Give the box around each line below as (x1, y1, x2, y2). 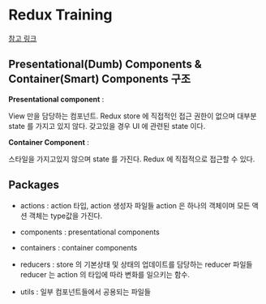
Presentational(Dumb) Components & (8, 58, 202, 71)
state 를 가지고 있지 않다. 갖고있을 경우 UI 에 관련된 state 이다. (8, 121, 206, 131)
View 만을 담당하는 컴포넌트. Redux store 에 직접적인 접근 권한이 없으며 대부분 (8, 111, 257, 121)
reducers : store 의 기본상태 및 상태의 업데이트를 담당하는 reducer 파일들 (19, 259, 253, 269)
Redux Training (8, 6, 113, 24)
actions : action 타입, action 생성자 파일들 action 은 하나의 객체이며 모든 (19, 200, 251, 210)
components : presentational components (19, 227, 160, 237)
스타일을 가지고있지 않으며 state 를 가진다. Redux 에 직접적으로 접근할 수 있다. (8, 154, 255, 164)
